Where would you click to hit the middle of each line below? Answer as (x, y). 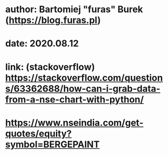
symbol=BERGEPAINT (53, 144)
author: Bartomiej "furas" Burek (74, 9)
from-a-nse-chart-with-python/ (75, 99)
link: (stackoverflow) (50, 67)
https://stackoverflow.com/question (84, 78)
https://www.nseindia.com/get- (74, 123)
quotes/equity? (39, 133)
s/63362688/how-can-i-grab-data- (83, 88)
